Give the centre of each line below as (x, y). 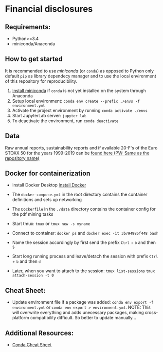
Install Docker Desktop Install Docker (49, 185)
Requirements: (28, 27)
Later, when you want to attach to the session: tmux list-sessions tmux (83, 271)
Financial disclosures (49, 9)
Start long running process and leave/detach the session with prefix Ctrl (85, 256)
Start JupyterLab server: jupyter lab (49, 115)
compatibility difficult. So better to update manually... (83, 318)
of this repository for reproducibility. (41, 81)
